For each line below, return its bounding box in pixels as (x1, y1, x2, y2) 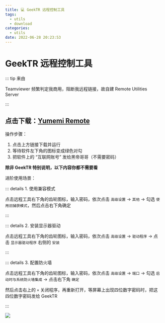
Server (5, 91, 19, 97)
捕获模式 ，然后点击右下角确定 (12, 202, 71, 208)
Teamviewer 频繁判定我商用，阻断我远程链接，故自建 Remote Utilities (5, 85, 148, 92)
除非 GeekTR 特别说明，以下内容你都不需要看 (5, 164, 98, 170)
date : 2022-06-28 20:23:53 (5, 35, 61, 40)
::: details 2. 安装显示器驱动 (5, 222, 61, 229)
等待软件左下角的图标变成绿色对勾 (12, 148, 82, 154)
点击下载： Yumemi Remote (5, 117, 90, 125)
